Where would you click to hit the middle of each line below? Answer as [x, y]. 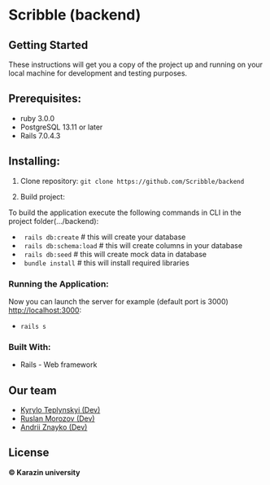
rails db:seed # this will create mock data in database [115, 254]
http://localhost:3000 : [45, 310]
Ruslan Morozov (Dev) [57, 419]
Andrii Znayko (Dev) [54, 427]
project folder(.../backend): [54, 221]
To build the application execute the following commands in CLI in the [125, 212]
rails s [33, 326]
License [29, 453]
